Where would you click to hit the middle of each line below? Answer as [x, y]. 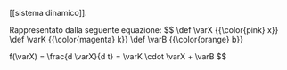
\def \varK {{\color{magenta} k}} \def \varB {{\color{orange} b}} [126, 39]
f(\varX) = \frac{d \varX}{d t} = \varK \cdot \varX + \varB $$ [118, 56]
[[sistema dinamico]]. [48, 13]
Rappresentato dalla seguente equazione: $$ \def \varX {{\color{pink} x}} [144, 30]
